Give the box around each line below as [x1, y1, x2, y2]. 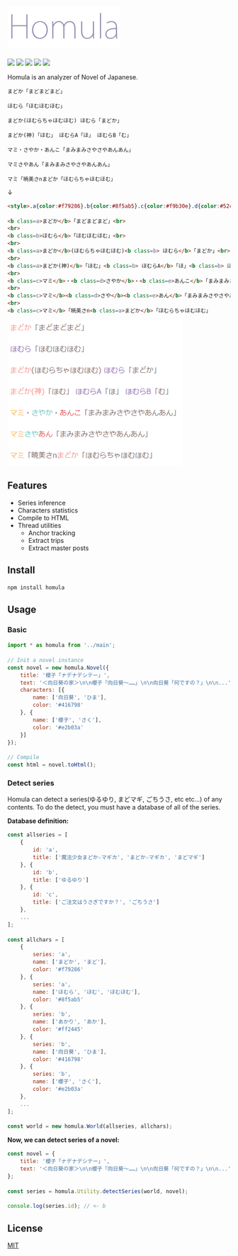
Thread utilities [17, 521, 62, 529]
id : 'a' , [33, 846, 59, 853]
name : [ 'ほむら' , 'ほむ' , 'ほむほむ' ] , [33, 988, 141, 995]
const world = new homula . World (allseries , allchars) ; [7, 1123, 173, 1130]
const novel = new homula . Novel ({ [7, 664, 110, 671]
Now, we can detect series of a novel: [7, 1136, 120, 1144]
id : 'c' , [33, 891, 59, 899]
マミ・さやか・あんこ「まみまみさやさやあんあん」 [7, 146, 135, 153]
